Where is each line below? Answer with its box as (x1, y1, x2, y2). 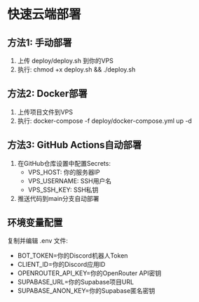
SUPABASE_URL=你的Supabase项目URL (17, 278, 135, 287)
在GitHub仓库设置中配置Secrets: (17, 159, 111, 167)
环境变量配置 (7, 217, 63, 229)
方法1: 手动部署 (7, 37, 72, 48)
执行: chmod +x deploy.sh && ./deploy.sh (17, 65, 136, 74)
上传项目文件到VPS (17, 107, 74, 116)
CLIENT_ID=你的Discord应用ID (17, 261, 106, 269)
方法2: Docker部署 (7, 88, 88, 100)
